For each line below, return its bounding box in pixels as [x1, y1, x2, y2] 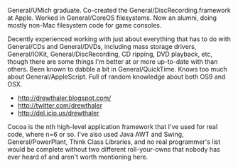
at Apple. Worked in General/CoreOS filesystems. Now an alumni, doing [7, 13, 217, 22]
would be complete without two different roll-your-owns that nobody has [7, 145, 220, 153]
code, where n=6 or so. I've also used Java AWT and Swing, [7, 130, 184, 138]
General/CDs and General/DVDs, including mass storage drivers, [7, 43, 197, 50]
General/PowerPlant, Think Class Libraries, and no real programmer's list [7, 138, 221, 146]
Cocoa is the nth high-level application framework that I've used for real [7, 123, 218, 130]
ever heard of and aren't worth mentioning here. [7, 152, 148, 161]
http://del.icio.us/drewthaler [17, 109, 99, 117]
